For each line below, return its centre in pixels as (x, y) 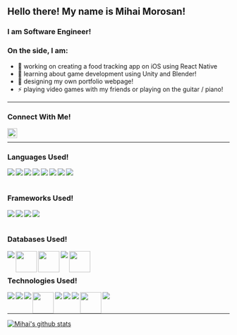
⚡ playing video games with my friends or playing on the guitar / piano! (120, 89)
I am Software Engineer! (49, 32)
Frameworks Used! (41, 199)
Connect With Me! (39, 117)
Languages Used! (38, 157)
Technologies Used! (42, 281)
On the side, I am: (38, 51)
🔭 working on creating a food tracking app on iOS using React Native (117, 66)
